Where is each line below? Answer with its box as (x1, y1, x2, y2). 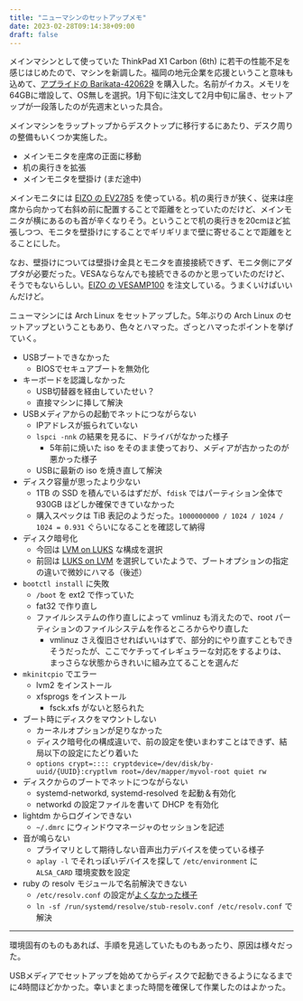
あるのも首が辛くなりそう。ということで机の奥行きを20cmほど (48, 215, 283, 226)
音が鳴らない (22, 833, 70, 844)
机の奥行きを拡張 (22, 162, 87, 173)
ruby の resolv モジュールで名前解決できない (22, 878, 188, 889)
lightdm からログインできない (22, 810, 133, 821)
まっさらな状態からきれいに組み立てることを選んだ (49, 657, 239, 668)
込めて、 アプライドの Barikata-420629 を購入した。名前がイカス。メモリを (9, 79, 290, 90)
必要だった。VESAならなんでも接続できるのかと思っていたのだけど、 (32, 269, 290, 279)
